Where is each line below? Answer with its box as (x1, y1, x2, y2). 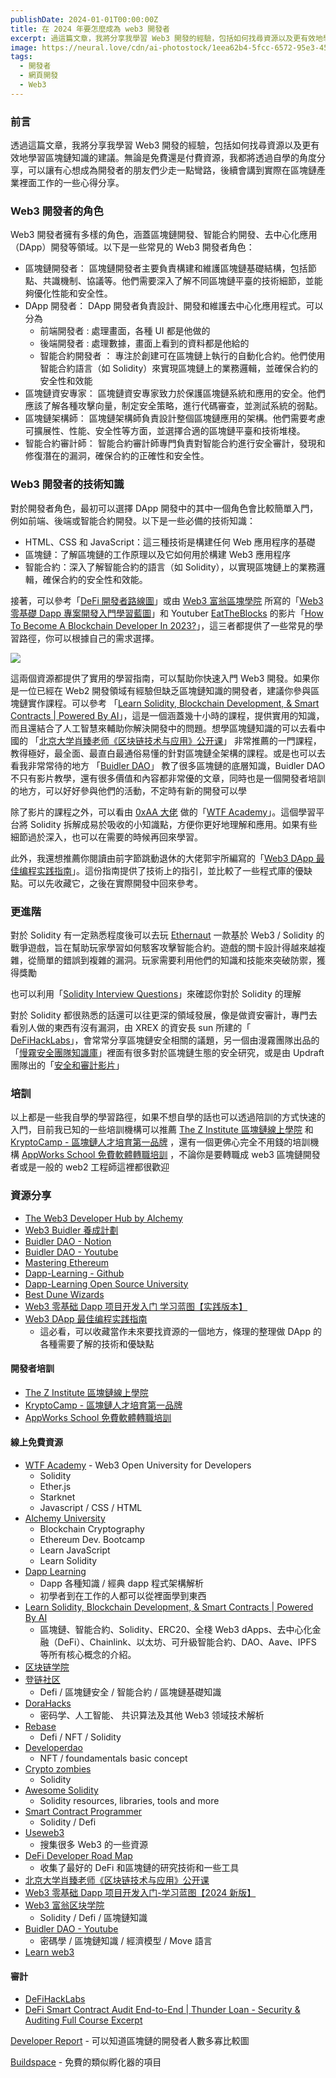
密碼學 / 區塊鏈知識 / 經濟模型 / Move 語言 (39, 1934, 213, 1946)
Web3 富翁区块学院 (24, 1899, 105, 1911)
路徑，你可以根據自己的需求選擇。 (18, 632, 160, 644)
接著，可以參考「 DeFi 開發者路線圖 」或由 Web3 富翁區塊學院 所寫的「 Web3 (10, 594, 324, 606)
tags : (10, 52, 33, 62)
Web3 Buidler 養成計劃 (24, 1224, 119, 1236)
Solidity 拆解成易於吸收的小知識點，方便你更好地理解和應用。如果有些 (29, 818, 318, 830)
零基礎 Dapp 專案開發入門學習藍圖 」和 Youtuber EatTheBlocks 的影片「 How (10, 607, 324, 619)
